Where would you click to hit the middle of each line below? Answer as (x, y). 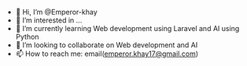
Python (27, 36)
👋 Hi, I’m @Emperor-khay (57, 12)
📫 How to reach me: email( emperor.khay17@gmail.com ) (107, 54)
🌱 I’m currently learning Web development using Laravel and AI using (127, 28)
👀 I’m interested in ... (49, 20)
